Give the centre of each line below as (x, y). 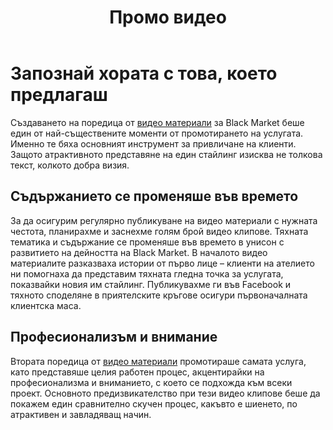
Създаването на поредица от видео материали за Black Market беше (157, 122)
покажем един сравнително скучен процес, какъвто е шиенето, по (154, 403)
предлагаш (59, 95)
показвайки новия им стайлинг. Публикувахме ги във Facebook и (151, 284)
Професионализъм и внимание (114, 337)
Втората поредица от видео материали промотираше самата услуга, (158, 361)
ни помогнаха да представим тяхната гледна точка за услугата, (147, 273)
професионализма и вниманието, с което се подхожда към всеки (151, 382)
